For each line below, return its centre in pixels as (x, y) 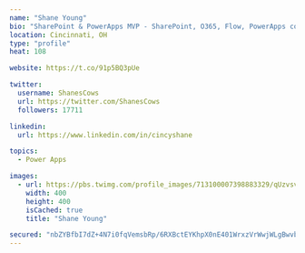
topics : (24, 151)
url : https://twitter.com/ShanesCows (89, 101)
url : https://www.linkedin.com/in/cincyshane (105, 135)
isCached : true (54, 210)
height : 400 (48, 201)
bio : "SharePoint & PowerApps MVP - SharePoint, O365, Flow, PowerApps (148, 26)
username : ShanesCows (59, 93)
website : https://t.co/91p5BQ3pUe (75, 68)
